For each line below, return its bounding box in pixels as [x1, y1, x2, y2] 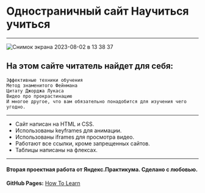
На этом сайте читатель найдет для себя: [6, 61, 174, 71]
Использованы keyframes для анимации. [15, 126, 122, 134]
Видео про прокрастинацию [6, 93, 72, 99]
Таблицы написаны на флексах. [15, 146, 98, 153]
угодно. [6, 104, 26, 110]
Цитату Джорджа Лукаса [6, 87, 64, 94]
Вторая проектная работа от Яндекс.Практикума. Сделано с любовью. [6, 166, 198, 173]
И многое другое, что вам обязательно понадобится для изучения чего [6, 98, 187, 104]
